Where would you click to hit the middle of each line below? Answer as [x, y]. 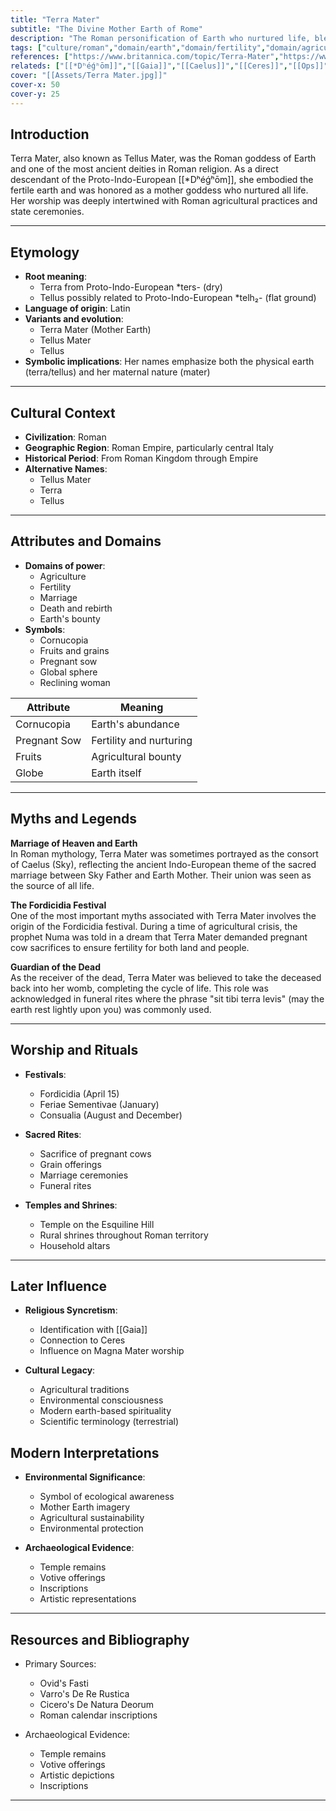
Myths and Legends [74, 819]
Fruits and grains [74, 650]
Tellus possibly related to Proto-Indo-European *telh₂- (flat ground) [178, 298]
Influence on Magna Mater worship [112, 1351]
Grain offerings [70, 1164]
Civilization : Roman [65, 437]
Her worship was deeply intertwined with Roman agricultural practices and [164, 201]
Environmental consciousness [101, 1400]
